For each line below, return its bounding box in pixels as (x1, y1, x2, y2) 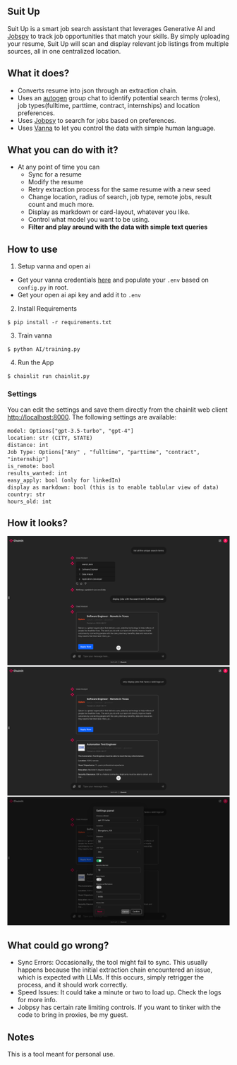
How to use (7, 243, 58, 255)
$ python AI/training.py (7, 346, 80, 353)
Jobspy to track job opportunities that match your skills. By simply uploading (7, 32, 230, 40)
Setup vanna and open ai (17, 262, 90, 270)
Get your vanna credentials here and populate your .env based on (17, 275, 209, 285)
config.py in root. (17, 283, 69, 292)
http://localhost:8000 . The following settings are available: (7, 412, 177, 421)
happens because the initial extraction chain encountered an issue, (17, 965, 213, 974)
